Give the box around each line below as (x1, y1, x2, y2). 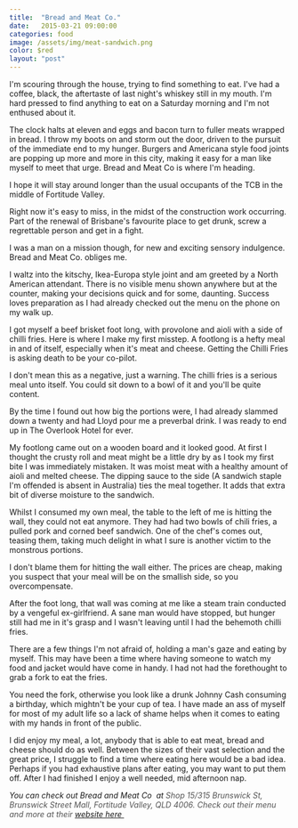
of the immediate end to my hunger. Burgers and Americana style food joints (9, 143, 289, 154)
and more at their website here (9, 809, 123, 819)
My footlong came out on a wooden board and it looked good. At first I (9, 442, 267, 452)
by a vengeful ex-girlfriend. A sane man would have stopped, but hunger (9, 607, 276, 618)
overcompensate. (9, 580, 74, 591)
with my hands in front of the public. (9, 718, 142, 728)
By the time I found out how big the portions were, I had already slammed (9, 406, 278, 417)
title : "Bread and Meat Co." (9, 12, 122, 22)
